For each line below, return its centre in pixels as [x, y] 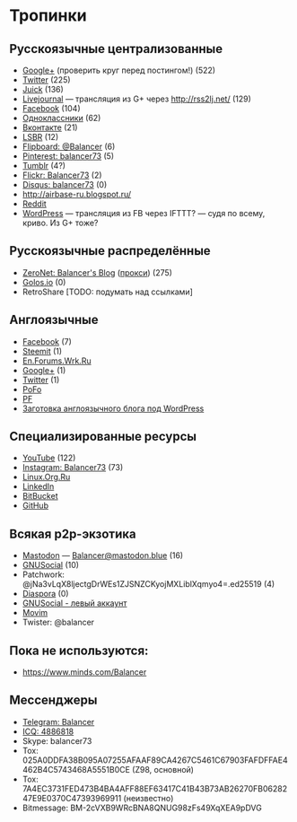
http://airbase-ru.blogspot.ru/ [77, 194]
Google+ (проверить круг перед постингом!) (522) [119, 70]
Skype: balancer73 [57, 740]
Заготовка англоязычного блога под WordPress [113, 408]
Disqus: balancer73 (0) [65, 184]
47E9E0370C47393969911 [72, 798]
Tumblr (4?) [44, 166]
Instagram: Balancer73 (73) [73, 468]
